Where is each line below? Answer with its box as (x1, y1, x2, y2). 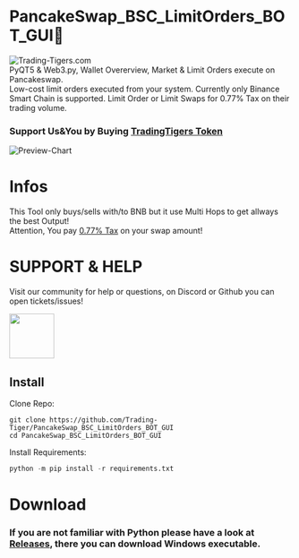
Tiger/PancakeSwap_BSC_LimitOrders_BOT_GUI (9, 423, 175, 432)
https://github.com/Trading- (48, 415, 158, 425)
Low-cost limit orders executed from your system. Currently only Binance (9, 83, 280, 94)
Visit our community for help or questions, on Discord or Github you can (9, 287, 275, 297)
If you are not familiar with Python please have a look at (9, 526, 255, 538)
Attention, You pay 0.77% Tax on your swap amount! (9, 226, 203, 236)
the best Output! (9, 216, 70, 227)
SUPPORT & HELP (9, 257, 143, 277)
